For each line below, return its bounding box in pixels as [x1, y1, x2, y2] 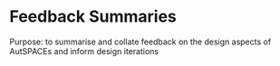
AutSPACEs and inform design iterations [9, 45, 159, 56]
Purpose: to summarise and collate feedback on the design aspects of [9, 36, 272, 47]
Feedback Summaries [9, 6, 177, 27]
